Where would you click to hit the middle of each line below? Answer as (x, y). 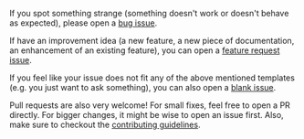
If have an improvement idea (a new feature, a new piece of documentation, (152, 41)
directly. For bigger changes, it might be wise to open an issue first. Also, (147, 115)
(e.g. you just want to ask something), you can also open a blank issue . (143, 87)
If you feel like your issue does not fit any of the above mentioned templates (152, 78)
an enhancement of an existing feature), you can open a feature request (145, 50)
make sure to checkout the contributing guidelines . (105, 124)
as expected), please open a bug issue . (84, 23)
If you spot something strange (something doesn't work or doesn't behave (149, 13)
